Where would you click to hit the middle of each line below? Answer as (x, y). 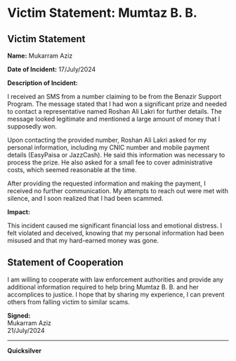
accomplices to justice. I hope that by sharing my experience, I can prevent (116, 294)
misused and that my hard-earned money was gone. (83, 241)
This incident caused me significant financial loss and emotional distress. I (115, 225)
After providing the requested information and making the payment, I (106, 183)
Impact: (19, 212)
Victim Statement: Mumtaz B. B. (103, 13)
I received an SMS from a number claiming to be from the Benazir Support (114, 97)
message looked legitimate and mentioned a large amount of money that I (114, 119)
